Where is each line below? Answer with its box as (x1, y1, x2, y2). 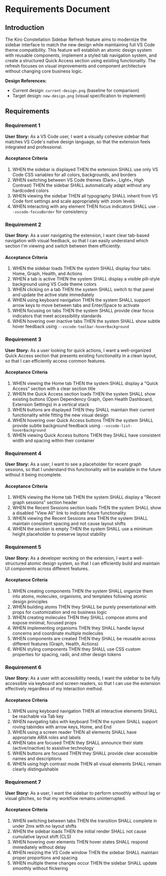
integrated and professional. (5, 144, 63, 150)
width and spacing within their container (12, 437, 95, 443)
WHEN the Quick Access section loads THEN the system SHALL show (12, 390, 156, 396)
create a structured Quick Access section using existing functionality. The (5, 58, 156, 63)
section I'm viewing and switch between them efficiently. (5, 243, 121, 249)
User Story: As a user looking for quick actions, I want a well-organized (5, 347, 152, 353)
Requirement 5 (5, 544, 42, 551)
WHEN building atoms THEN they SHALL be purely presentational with (12, 603, 156, 610)
